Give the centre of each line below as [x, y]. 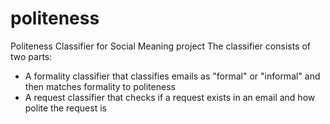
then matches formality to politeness [100, 86]
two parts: [31, 56]
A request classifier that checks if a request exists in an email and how [170, 97]
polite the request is [65, 108]
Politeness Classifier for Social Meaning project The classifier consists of [161, 46]
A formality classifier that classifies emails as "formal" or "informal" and [172, 76]
